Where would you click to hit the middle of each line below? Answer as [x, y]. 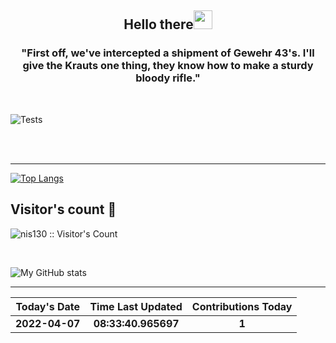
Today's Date [48, 306]
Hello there [158, 24]
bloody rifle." [168, 78]
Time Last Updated [136, 306]
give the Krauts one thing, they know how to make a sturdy [168, 66]
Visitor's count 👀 [63, 209]
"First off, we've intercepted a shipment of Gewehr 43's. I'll [168, 53]
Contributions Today [242, 306]
